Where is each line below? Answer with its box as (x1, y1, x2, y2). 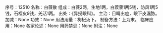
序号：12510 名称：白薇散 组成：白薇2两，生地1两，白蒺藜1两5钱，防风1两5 (5, 4, 159, 10)
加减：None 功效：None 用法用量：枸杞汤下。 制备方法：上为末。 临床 (5, 17, 150, 22)
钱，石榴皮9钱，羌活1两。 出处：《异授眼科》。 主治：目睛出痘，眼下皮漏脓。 (5, 10, 160, 16)
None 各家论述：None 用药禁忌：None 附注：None (13, 23, 118, 29)
